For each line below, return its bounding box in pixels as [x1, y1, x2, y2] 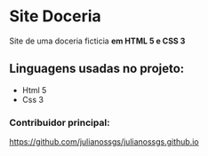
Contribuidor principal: [9, 116, 110, 129]
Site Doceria [9, 6, 102, 27]
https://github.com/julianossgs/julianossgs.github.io [9, 136, 199, 147]
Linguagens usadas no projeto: [9, 61, 185, 76]
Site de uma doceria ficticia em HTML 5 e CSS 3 [9, 35, 186, 46]
